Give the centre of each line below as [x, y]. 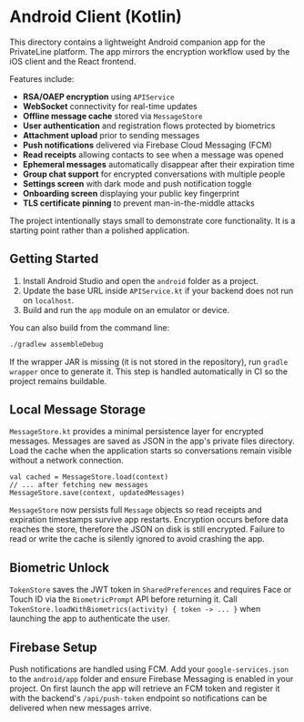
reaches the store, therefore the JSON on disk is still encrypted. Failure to [147, 529]
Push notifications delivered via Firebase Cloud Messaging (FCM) [147, 145]
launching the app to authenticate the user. [90, 619]
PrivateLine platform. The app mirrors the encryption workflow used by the [150, 51]
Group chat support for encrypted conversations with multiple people [154, 174]
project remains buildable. [58, 381]
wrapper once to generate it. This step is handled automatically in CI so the [149, 371]
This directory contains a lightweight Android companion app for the [137, 42]
